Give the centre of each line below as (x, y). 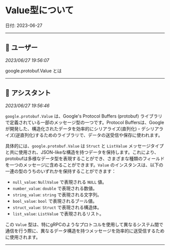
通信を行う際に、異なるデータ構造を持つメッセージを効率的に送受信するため (85, 231)
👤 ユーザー (22, 48)
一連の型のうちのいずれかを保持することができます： (61, 171)
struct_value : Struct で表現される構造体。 (57, 207)
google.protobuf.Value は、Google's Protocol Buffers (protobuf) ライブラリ (84, 116)
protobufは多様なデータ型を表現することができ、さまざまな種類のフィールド (85, 158)
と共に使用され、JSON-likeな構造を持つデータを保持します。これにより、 (82, 152)
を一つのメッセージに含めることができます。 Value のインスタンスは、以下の (84, 165)
